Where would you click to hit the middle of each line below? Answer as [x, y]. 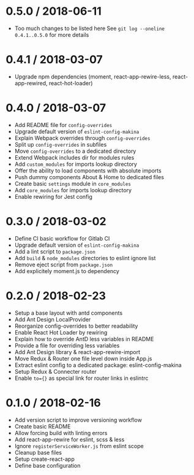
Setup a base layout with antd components [69, 313]
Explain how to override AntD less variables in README [84, 339]
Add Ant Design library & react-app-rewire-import [77, 352]
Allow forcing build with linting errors [61, 433]
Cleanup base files [38, 452]
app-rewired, [31, 83]
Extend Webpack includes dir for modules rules [74, 157]
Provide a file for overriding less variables [67, 346]
